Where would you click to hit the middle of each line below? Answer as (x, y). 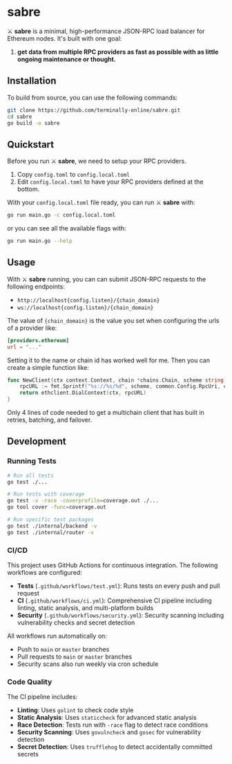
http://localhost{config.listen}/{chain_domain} (88, 300)
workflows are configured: (45, 572)
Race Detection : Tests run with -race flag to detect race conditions (113, 725)
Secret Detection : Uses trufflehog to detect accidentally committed (115, 747)
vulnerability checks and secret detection (76, 623)
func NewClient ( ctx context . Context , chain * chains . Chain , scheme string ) (117, 380)
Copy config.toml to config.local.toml (73, 175)
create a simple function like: (48, 367)
